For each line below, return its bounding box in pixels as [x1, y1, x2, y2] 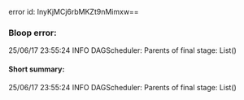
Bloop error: [8, 27, 57, 38]
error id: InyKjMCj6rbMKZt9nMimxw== [8, 7, 140, 16]
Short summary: [8, 64, 65, 74]
